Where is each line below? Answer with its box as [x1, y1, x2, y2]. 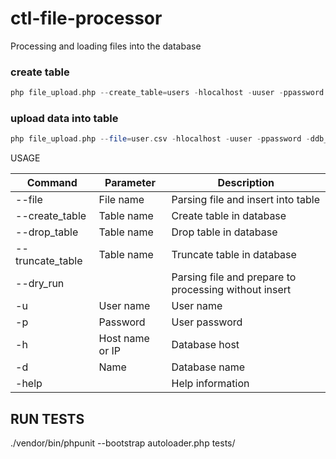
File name [98, 193, 145, 207]
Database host [171, 338, 240, 352]
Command [26, 176, 78, 190]
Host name [98, 332, 150, 346]
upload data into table [10, 112, 119, 126]
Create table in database [171, 209, 287, 223]
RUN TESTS [10, 410, 85, 427]
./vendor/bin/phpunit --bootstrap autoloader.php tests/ [10, 437, 236, 449]
